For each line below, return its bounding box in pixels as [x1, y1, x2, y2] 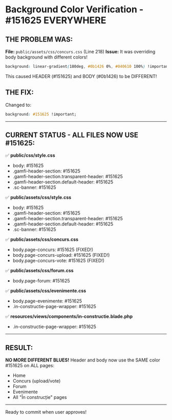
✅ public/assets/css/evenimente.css [5, 288, 87, 294]
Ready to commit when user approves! [5, 409, 87, 415]
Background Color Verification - [5, 4, 144, 15]
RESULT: [5, 343, 33, 352]
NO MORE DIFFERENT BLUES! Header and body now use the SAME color [5, 357, 160, 363]
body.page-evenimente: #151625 [12, 298, 82, 304]
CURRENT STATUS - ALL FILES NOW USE [5, 130, 138, 139]
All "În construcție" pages [12, 394, 67, 400]
